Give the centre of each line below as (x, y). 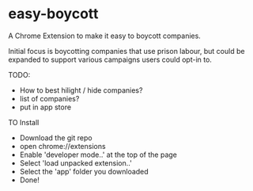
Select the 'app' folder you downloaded (84, 171)
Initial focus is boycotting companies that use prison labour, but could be (126, 51)
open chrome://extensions (62, 146)
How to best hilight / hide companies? (81, 90)
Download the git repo (56, 138)
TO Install (24, 122)
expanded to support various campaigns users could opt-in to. (110, 59)
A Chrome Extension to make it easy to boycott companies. (105, 36)
